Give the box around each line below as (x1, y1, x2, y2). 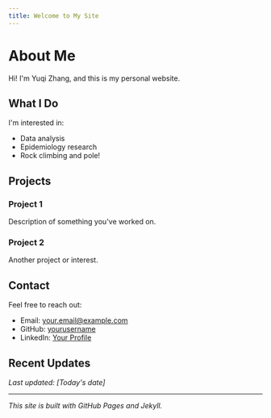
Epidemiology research (19, 142, 98, 152)
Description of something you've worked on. (8, 217, 156, 227)
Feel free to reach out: (8, 300, 82, 310)
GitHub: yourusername (19, 324, 96, 334)
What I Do (8, 96, 59, 110)
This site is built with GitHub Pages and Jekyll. (8, 400, 163, 410)
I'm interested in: (8, 118, 65, 127)
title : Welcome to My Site (8, 11, 99, 20)
